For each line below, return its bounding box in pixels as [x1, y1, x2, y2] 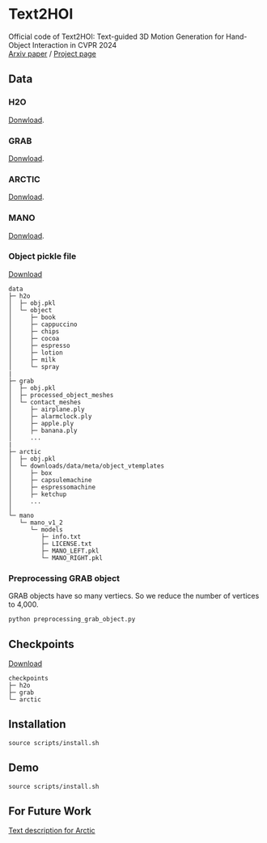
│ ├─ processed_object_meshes [8, 391, 114, 399]
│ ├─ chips [8, 327, 60, 336]
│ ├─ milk [8, 355, 57, 364]
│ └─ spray [8, 362, 60, 371]
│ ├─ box [8, 468, 53, 477]
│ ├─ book [8, 313, 57, 321]
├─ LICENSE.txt [40, 540, 92, 548]
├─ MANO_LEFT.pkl [40, 547, 100, 555]
